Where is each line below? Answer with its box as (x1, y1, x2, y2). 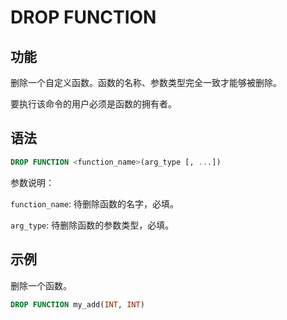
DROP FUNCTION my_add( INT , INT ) (10, 299, 145, 310)
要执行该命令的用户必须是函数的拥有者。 (10, 98, 177, 110)
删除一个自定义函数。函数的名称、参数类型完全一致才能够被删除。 (10, 77, 282, 88)
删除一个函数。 (10, 279, 72, 291)
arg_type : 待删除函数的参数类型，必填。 (10, 219, 175, 231)
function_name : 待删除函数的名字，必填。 (10, 197, 180, 210)
